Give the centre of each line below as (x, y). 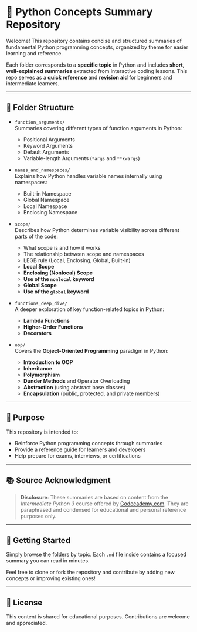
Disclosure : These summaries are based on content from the (94, 498)
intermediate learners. (33, 83)
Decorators (37, 333)
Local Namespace (45, 206)
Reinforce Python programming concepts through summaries (89, 443)
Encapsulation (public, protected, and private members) (91, 393)
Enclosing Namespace (50, 212)
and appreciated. (27, 623)
